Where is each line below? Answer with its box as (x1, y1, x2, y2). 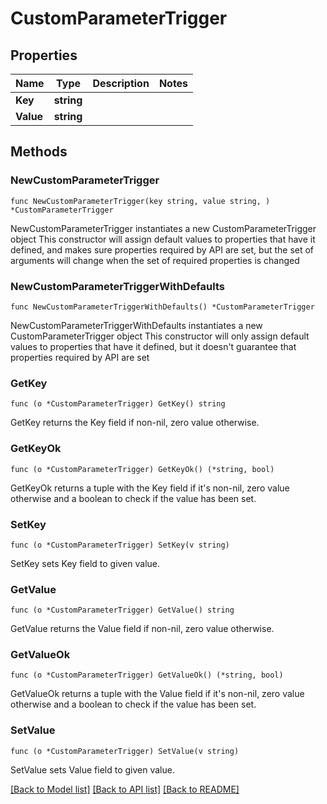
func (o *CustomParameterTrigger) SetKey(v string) (10, 540, 230, 550)
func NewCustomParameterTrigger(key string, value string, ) (10, 196, 271, 206)
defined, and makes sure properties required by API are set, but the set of (10, 243, 315, 256)
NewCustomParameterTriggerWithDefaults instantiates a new (10, 319, 263, 331)
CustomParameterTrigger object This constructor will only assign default (10, 330, 310, 342)
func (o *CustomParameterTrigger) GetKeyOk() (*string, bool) (10, 464, 275, 474)
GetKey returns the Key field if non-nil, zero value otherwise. (10, 417, 260, 429)
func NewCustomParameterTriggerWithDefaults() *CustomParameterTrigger (10, 302, 315, 312)
